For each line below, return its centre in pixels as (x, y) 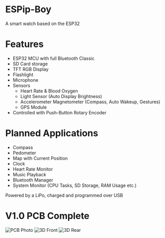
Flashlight (23, 75)
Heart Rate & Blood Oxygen (49, 91)
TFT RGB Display (30, 69)
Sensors (21, 85)
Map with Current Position (40, 158)
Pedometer (25, 153)
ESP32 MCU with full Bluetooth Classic (53, 58)
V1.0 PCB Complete (48, 216)
